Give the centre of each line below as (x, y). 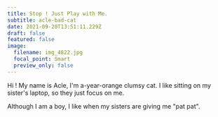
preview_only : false (43, 65)
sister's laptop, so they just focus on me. (66, 93)
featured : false (31, 40)
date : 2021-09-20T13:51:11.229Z (54, 26)
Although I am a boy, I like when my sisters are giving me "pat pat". (104, 106)
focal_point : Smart (42, 59)
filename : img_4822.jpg (48, 53)
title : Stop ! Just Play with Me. (58, 14)
